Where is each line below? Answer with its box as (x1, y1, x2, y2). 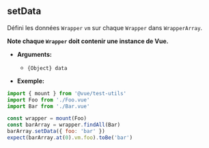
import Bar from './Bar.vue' (7, 103, 90, 110)
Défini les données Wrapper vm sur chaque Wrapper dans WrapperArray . (7, 23, 203, 32)
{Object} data (27, 64, 68, 71)
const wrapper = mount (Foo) (7, 115, 87, 122)
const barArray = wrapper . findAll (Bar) (7, 121, 121, 129)
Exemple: (16, 77, 44, 85)
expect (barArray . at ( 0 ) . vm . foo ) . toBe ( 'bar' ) (7, 134, 133, 141)
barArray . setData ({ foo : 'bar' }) (7, 128, 106, 135)
